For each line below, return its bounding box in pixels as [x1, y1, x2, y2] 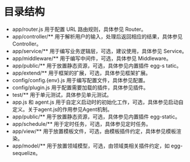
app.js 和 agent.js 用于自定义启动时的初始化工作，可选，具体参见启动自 [12, 98, 184, 105]
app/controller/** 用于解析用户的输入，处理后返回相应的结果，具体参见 [12, 33, 183, 40]
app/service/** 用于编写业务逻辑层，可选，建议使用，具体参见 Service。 [12, 47, 188, 54]
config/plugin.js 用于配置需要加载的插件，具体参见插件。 [12, 84, 148, 91]
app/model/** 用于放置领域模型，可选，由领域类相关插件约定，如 [12, 142, 170, 149]
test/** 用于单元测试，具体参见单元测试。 [12, 91, 112, 98]
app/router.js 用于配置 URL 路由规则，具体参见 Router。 [12, 26, 147, 33]
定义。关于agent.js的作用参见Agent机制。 [12, 105, 113, 112]
